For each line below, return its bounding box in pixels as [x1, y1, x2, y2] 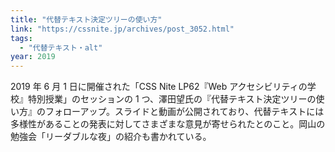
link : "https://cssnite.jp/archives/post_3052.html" [10, 24, 235, 34]
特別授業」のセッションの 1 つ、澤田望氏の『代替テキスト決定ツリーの [27, 93, 317, 105]
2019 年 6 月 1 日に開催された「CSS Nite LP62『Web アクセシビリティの [10, 81, 308, 93]
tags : [10, 33, 33, 43]
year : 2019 [10, 52, 56, 62]
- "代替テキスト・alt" [19, 42, 103, 53]
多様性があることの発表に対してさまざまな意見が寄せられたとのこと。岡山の [10, 118, 326, 130]
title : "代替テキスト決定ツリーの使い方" [10, 14, 163, 25]
